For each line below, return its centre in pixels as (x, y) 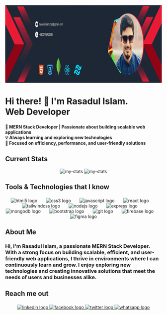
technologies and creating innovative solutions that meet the (80, 271)
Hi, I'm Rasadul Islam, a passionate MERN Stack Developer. (78, 246)
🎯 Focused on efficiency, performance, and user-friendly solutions (75, 143)
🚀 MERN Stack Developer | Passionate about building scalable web (75, 127)
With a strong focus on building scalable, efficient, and (73, 252)
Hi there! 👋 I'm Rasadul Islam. (67, 101)
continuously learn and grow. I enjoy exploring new (68, 265)
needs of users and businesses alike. (51, 277)
